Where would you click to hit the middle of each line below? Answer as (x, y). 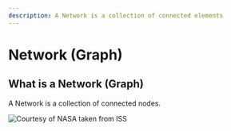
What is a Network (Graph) (76, 84)
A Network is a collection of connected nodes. (85, 103)
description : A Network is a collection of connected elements (116, 15)
